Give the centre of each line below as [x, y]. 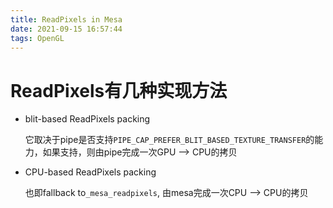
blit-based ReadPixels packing [87, 119]
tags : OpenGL [37, 38]
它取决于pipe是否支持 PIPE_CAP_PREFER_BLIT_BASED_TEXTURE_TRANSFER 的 [169, 140]
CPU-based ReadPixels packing [90, 172]
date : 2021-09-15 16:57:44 [66, 29]
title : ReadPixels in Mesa [66, 19]
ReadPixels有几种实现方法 [119, 90]
